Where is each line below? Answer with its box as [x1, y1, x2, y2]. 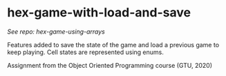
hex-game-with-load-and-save [7, 5, 191, 21]
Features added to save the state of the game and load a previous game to [7, 40, 220, 49]
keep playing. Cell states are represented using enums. [7, 48, 164, 56]
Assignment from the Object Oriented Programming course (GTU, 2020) [7, 61, 213, 69]
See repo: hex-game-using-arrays [7, 27, 105, 36]
